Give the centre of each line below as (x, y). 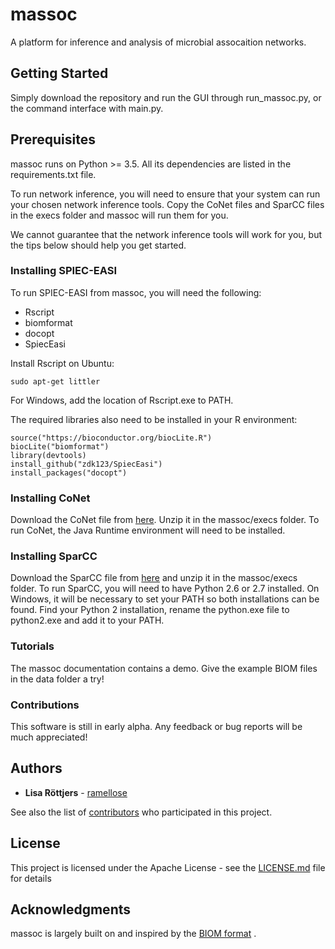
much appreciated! (49, 737)
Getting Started (59, 73)
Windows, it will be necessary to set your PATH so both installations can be (165, 599)
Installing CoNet (50, 498)
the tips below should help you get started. (98, 245)
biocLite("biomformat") (60, 446)
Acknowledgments (71, 909)
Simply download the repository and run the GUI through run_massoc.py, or (166, 97)
